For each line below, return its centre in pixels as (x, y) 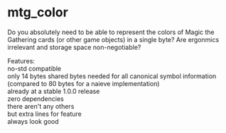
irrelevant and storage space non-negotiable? (74, 47)
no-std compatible (34, 68)
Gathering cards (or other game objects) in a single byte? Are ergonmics (113, 39)
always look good (33, 121)
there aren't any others (41, 106)
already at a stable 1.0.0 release (54, 91)
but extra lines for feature (44, 114)
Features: (21, 60)
